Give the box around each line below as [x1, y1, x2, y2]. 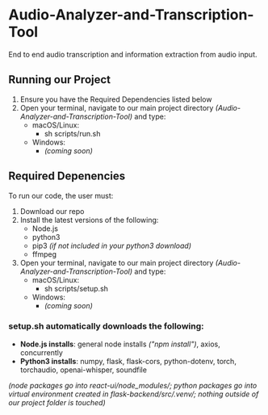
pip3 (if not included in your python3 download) [31, 241, 192, 250]
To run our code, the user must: [8, 191, 114, 200]
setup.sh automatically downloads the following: [8, 321, 204, 332]
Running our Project [8, 73, 111, 86]
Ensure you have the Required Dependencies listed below [19, 94, 212, 104]
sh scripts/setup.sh [44, 283, 109, 293]
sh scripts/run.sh [44, 128, 101, 138]
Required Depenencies [8, 170, 126, 183]
